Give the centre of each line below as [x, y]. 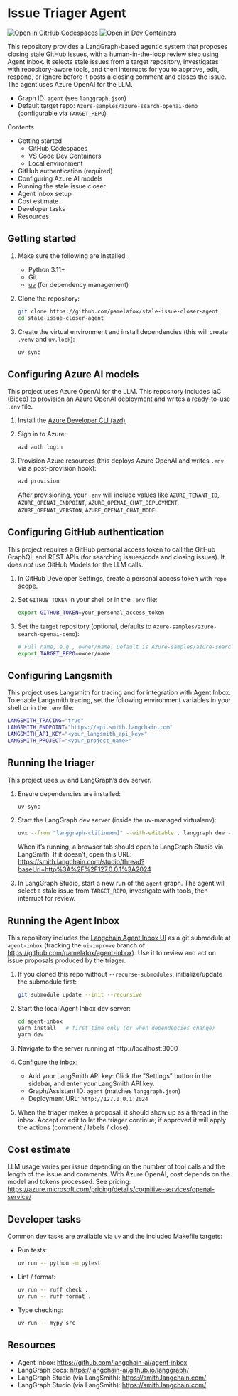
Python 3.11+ [47, 269]
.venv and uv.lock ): [46, 339]
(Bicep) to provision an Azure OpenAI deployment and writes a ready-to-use [119, 399]
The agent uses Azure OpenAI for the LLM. [70, 84]
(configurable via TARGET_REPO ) [62, 113]
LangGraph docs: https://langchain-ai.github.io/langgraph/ [103, 1370]
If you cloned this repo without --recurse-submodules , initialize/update [120, 974]
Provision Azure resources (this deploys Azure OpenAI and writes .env [121, 461]
